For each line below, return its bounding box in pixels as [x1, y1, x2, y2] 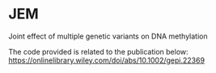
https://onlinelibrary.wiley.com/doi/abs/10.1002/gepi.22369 [8, 55, 205, 65]
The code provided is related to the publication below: [8, 47, 188, 56]
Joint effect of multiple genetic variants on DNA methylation [8, 31, 208, 41]
